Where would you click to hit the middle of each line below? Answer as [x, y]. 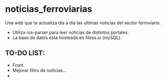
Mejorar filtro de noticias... [39, 70]
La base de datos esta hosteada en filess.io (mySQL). [67, 38]
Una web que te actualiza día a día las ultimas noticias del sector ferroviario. [83, 23]
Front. [18, 65]
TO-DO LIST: [25, 53]
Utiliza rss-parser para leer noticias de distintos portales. [71, 32]
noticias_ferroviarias [49, 9]
